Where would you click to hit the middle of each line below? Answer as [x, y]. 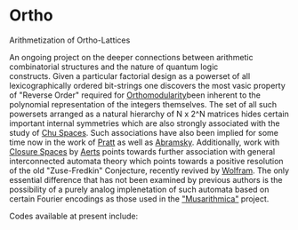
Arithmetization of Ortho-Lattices [70, 40]
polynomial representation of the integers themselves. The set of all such [143, 104]
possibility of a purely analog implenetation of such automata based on [139, 189]
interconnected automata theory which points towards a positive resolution [146, 161]
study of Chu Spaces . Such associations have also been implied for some [144, 132]
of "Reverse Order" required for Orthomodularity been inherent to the [135, 95]
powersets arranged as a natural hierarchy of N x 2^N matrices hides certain [149, 114]
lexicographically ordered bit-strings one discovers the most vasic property [148, 85]
